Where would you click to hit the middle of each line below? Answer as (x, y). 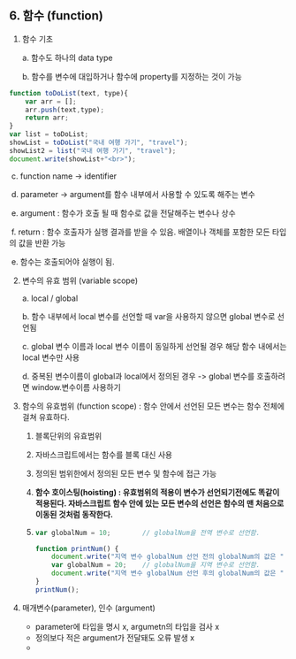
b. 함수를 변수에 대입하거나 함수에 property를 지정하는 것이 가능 (132, 76)
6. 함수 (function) (56, 16)
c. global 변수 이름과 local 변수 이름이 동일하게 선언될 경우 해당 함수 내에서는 (154, 346)
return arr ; (47, 118)
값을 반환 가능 (42, 242)
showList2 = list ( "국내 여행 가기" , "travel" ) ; (93, 150)
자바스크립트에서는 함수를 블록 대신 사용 (104, 455)
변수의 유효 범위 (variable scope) (80, 280)
